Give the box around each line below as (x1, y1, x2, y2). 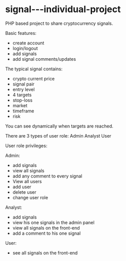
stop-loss (12, 97, 33, 103)
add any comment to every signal (12, 173, 82, 179)
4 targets (12, 92, 32, 98)
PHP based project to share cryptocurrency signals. (5, 20, 113, 26)
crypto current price (12, 75, 55, 81)
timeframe (12, 108, 34, 114)
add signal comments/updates (12, 56, 76, 62)
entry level (12, 86, 35, 92)
